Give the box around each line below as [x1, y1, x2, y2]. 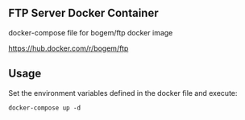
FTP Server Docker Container [8, 6, 159, 20]
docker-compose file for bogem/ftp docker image [8, 27, 173, 37]
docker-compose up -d [8, 104, 81, 112]
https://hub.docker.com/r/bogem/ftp [8, 43, 129, 53]
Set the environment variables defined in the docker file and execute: [8, 88, 238, 97]
